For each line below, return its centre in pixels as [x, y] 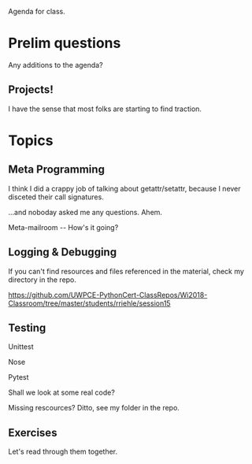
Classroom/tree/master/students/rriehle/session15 [89, 303]
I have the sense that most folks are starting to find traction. [105, 109]
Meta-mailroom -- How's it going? [63, 227]
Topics [31, 140]
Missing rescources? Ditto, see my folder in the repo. [94, 408]
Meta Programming [56, 170]
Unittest [21, 347]
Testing [27, 327]
